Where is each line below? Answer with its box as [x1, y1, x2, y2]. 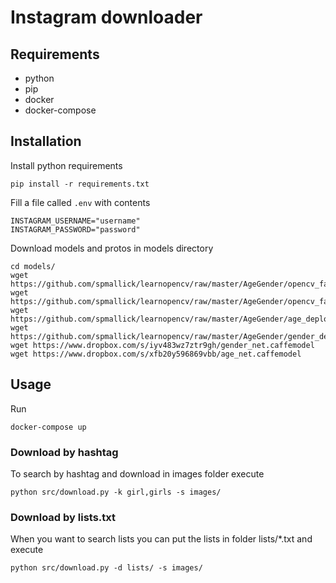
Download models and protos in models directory [10, 242, 214, 254]
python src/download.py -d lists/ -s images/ [10, 563, 203, 573]
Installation [10, 133, 82, 150]
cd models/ [10, 261, 56, 271]
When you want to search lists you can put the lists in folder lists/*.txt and [10, 533, 313, 545]
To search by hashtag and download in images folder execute [10, 467, 265, 480]
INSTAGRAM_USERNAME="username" [10, 216, 141, 226]
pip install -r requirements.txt [10, 179, 150, 189]
